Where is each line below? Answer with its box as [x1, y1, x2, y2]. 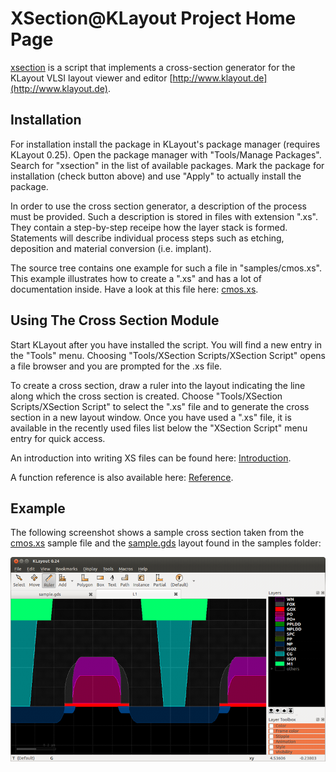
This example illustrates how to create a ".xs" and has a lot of [10, 272, 263, 284]
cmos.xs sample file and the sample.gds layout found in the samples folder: [10, 537, 322, 549]
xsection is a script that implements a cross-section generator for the [10, 61, 296, 73]
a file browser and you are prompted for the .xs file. [10, 360, 223, 372]
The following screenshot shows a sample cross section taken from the [10, 527, 305, 539]
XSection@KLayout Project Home [10, 7, 297, 30]
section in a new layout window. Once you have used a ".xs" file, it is [10, 411, 292, 423]
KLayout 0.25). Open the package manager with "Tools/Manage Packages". [10, 148, 322, 161]
